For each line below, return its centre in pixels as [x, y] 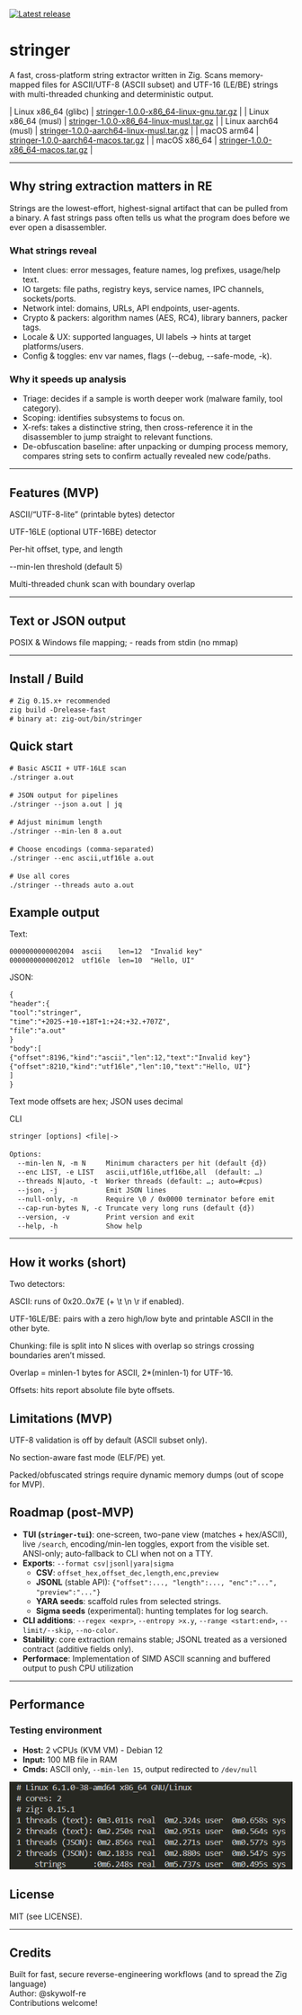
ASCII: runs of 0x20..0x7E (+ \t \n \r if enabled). [97, 1301]
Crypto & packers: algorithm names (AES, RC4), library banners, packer [155, 318]
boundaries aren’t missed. [58, 1355]
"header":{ [30, 1004]
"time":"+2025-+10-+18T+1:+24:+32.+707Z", [90, 1022]
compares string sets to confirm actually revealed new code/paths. [147, 456]
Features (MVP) [54, 493]
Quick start [41, 746]
